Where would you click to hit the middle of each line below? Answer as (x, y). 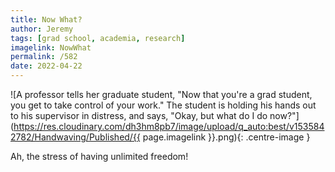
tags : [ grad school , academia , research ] (98, 38)
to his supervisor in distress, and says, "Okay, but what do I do (139, 115)
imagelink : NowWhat (51, 47)
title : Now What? (46, 19)
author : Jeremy (42, 29)
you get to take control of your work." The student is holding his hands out (163, 105)
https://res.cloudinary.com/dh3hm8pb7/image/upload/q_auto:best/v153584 (169, 126)
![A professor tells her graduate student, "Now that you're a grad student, (161, 94)
